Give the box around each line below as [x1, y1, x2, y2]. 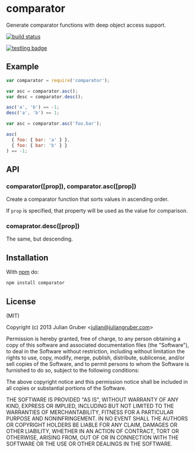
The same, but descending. [6, 235, 73, 242]
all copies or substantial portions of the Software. [6, 384, 126, 391]
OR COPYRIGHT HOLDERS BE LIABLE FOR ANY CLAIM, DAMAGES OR [6, 421, 178, 428]
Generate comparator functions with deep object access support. [6, 21, 166, 29]
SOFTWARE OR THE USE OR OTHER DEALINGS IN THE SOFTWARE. [6, 440, 172, 447]
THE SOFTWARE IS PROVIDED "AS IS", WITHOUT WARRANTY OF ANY [6, 396, 179, 403]
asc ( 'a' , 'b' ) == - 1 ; [6, 105, 60, 110]
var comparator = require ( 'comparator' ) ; [6, 77, 110, 83]
